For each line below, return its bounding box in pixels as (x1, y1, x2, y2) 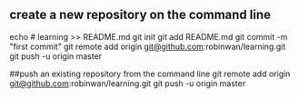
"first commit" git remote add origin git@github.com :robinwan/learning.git (9, 41, 286, 52)
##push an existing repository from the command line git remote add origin (9, 68, 291, 79)
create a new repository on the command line (9, 7, 271, 23)
